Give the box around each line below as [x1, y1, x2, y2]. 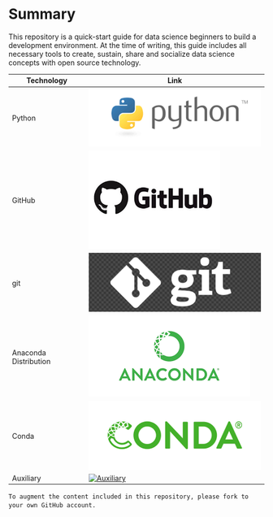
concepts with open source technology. [8, 58, 141, 67]
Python [11, 113, 37, 123]
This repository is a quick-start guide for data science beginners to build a [8, 32, 257, 41]
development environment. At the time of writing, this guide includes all [8, 40, 247, 50]
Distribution [11, 356, 51, 366]
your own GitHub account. [8, 502, 96, 510]
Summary [8, 5, 76, 24]
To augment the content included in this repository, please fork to [8, 493, 249, 501]
